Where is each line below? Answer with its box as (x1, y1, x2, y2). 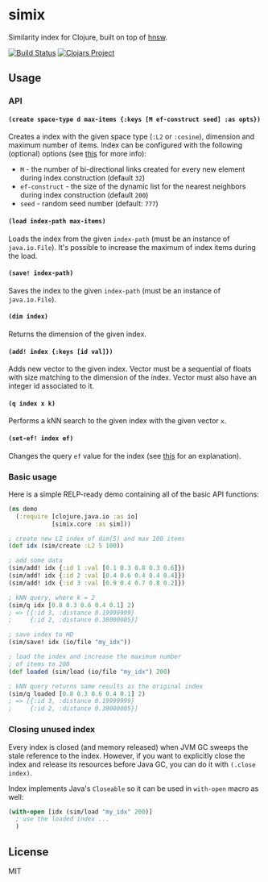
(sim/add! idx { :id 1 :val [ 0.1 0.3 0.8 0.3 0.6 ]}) (8, 564, 185, 572)
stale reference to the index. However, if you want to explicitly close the (8, 751, 245, 760)
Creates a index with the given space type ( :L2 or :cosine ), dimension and (8, 131, 255, 142)
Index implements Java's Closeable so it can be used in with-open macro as (8, 784, 259, 793)
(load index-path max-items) (8, 218, 106, 226)
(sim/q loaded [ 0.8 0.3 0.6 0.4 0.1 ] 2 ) (8, 689, 146, 698)
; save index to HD (8, 630, 74, 639)
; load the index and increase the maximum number (8, 653, 182, 661)
